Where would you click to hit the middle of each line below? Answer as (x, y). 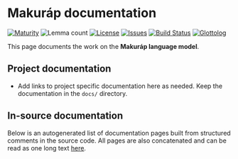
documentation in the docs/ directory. (72, 93)
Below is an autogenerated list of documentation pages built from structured (119, 133)
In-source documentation (65, 116)
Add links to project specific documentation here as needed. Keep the (120, 86)
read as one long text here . (47, 148)
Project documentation (59, 69)
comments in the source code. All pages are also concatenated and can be (117, 141)
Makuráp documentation (82, 13)
